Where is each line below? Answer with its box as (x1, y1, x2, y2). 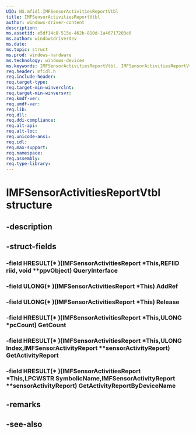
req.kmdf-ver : (6, 95, 41, 101)
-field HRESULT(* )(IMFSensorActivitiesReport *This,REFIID (6, 259, 180, 267)
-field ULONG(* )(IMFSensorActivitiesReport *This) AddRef (6, 282, 178, 290)
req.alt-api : (6, 123, 38, 129)
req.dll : (6, 112, 27, 118)
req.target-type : (6, 80, 48, 85)
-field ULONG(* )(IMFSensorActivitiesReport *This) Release (6, 298, 180, 306)
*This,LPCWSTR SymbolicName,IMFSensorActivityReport (6, 374, 176, 382)
